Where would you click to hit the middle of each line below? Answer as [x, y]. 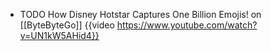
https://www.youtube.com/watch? [187, 25]
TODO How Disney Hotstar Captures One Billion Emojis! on [140, 14]
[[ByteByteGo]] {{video [67, 25]
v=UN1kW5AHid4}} [59, 35]
